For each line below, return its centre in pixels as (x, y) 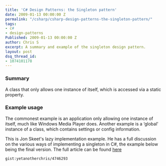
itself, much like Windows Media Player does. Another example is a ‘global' (82, 123)
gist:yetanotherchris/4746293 (37, 158)
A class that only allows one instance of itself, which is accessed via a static (83, 89)
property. (15, 94)
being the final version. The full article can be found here (64, 149)
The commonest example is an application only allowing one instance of (79, 118)
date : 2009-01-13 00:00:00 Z (35, 14)
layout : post (19, 51)
